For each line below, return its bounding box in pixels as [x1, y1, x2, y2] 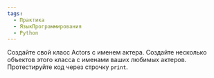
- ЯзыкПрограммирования [13, 23, 82, 30]
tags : [7, 10, 23, 17]
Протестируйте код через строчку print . [7, 63, 128, 71]
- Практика [13, 17, 45, 23]
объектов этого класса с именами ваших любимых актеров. [7, 56, 187, 64]
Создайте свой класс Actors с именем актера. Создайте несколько [7, 48, 207, 57]
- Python [13, 29, 39, 37]
